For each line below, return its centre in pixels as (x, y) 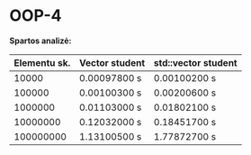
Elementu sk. (42, 62)
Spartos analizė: (40, 41)
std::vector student (195, 62)
